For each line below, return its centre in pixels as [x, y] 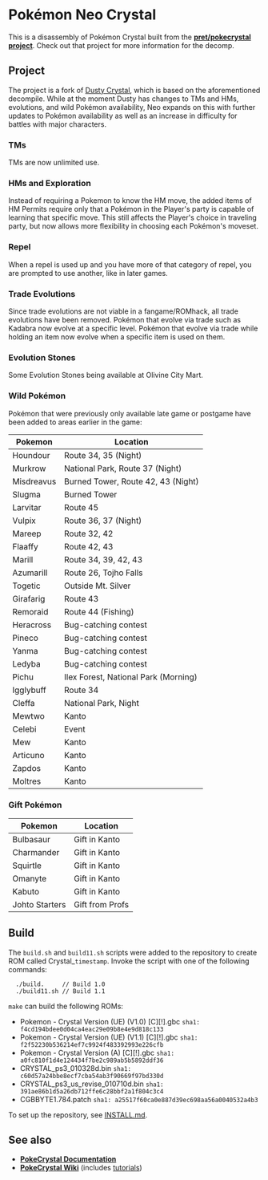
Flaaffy [25, 546]
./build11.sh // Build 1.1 [60, 991]
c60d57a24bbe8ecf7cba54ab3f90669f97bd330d [92, 1076]
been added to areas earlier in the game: [75, 422]
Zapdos [27, 768]
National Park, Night [102, 703]
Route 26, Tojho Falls [103, 573]
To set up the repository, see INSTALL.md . [78, 1115]
